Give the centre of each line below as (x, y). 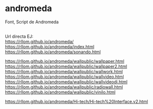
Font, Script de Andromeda (32, 22)
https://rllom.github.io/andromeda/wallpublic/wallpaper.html (65, 61)
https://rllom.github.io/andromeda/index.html (50, 47)
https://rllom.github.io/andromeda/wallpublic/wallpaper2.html (66, 66)
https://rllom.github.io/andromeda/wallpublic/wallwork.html (64, 71)
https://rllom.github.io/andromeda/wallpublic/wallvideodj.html (66, 82)
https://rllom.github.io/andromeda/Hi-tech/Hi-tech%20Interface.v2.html (76, 101)
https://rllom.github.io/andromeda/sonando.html (53, 52)
